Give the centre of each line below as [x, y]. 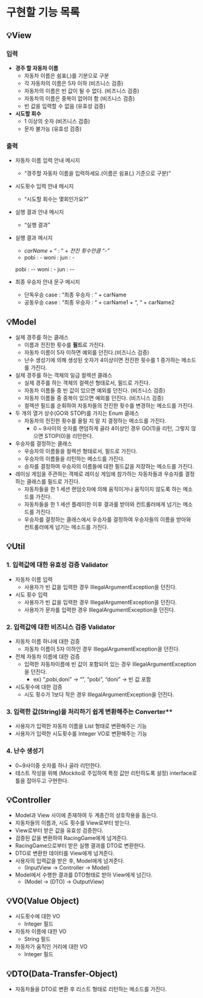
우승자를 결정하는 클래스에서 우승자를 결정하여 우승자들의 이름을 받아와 [108, 519]
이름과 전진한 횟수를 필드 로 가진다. [65, 344]
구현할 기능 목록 [43, 12]
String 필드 [37, 939]
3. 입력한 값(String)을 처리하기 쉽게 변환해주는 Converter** [89, 711]
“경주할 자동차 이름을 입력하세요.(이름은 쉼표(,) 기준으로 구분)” [98, 173]
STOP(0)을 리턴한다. [69, 436]
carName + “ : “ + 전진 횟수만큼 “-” [67, 251]
